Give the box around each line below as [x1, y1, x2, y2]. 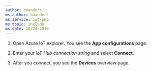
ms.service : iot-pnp [5, 17, 49, 22]
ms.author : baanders [5, 12, 49, 17]
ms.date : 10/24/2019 [5, 26, 49, 31]
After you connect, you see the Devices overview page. [12, 60, 130, 66]
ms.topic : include [5, 21, 44, 27]
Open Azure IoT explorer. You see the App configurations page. [12, 40, 147, 46]
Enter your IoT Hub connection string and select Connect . [12, 50, 134, 56]
